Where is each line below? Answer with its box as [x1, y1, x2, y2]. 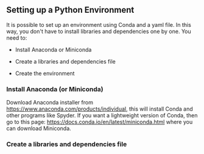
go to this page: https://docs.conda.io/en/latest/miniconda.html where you [6, 119, 193, 126]
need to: [6, 34, 27, 42]
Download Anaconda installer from [6, 99, 93, 106]
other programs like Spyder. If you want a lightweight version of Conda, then [6, 112, 198, 119]
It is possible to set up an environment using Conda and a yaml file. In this [6, 21, 192, 28]
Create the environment [15, 70, 75, 77]
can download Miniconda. [6, 125, 71, 132]
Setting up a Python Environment [6, 5, 135, 15]
